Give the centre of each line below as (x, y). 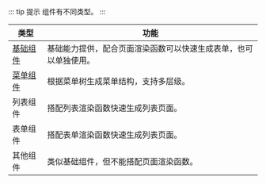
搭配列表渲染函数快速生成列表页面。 (114, 108)
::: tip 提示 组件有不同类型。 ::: (57, 11)
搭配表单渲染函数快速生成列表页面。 (114, 135)
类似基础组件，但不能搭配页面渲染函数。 (122, 161)
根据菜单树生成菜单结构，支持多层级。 (118, 81)
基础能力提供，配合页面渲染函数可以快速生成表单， (142, 48)
